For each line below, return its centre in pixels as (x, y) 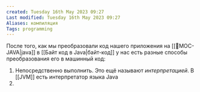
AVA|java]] (21, 53)
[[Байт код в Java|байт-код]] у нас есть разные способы (115, 53)
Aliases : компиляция (32, 23)
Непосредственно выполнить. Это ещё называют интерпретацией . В (105, 71)
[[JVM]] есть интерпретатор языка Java (66, 77)
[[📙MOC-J (183, 46)
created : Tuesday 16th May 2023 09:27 (55, 12)
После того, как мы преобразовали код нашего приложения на (88, 46)
